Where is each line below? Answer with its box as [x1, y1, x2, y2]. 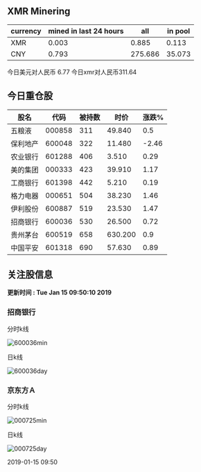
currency [10, 26, 42, 35]
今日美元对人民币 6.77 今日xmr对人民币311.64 [7, 67, 137, 76]
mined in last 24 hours [48, 26, 124, 35]
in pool [167, 26, 191, 35]
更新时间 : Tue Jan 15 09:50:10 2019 [7, 288, 112, 297]
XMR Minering [7, 6, 71, 17]
